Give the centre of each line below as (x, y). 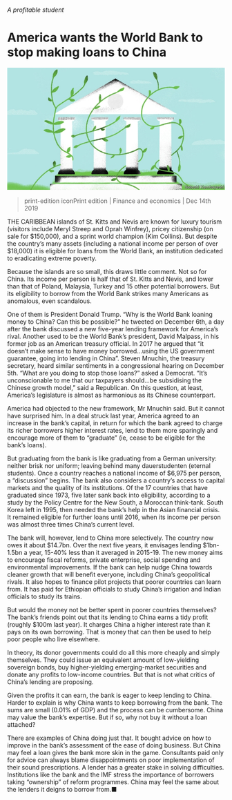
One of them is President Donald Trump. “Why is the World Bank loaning (110, 315)
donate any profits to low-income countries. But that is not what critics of (111, 675)
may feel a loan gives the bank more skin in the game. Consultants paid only (116, 753)
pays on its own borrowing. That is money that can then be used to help (109, 632)
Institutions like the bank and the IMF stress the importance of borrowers (111, 775)
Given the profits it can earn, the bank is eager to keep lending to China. (109, 695)
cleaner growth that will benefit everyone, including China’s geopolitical (109, 575)
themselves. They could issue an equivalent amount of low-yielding (103, 660)
